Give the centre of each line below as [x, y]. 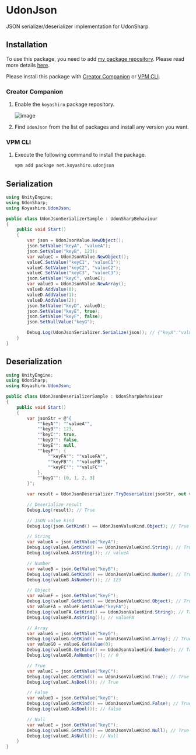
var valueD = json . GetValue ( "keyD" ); [73, 698]
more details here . [28, 65]
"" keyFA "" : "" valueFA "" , [78, 456]
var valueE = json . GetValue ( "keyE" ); [73, 725]
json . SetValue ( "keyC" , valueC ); [66, 278]
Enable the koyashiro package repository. [64, 104]
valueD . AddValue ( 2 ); [52, 300]
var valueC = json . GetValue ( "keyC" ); [73, 671]
